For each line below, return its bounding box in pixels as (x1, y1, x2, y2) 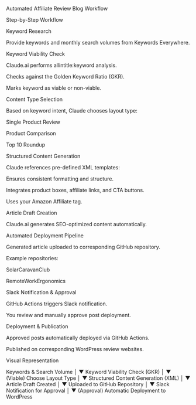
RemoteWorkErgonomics (6, 278, 66, 284)
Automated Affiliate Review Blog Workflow (6, 5, 108, 12)
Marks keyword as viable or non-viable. (6, 84, 101, 91)
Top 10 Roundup (6, 141, 46, 148)
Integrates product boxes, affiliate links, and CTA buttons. (6, 187, 145, 193)
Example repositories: (6, 255, 59, 261)
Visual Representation (6, 357, 59, 364)
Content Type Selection (6, 96, 63, 103)
